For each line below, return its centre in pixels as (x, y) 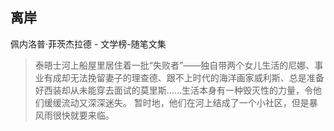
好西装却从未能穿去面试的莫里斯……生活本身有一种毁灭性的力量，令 (173, 90)
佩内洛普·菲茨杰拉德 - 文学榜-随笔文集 (88, 44)
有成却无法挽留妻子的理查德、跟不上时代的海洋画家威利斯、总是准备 (184, 77)
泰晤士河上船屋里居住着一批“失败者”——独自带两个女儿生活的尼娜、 (174, 65)
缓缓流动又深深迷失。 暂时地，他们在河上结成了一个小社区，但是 (176, 102)
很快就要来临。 (83, 115)
